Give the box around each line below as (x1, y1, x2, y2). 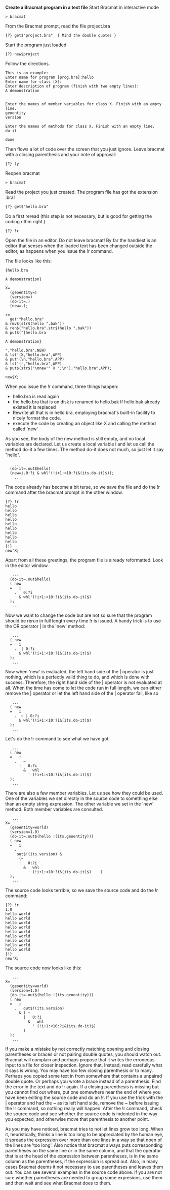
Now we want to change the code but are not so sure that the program (5, 612, 152, 618)
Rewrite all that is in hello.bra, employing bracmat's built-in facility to (12, 409, 155, 415)
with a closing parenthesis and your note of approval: (5, 152, 116, 157)
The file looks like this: (5, 258, 52, 264)
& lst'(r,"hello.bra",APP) (5, 361, 62, 366)
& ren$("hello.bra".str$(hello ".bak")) (5, 325, 92, 331)
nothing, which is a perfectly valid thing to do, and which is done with (5, 674, 150, 680)
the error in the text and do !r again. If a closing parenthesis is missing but (5, 1084, 159, 1090)
